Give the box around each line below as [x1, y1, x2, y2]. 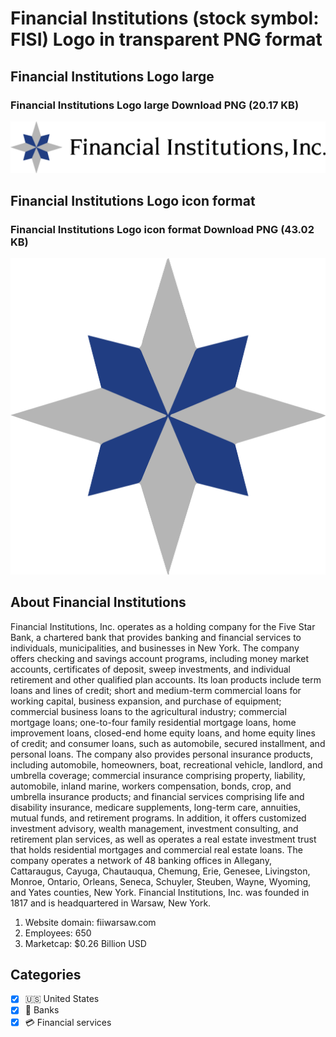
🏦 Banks [24, 1004, 60, 1016]
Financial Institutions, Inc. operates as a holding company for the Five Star [10, 620, 316, 632]
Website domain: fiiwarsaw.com [24, 916, 157, 928]
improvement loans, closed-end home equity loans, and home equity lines [10, 727, 316, 739]
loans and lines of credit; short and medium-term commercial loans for [10, 684, 302, 696]
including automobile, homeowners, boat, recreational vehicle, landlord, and [10, 758, 323, 771]
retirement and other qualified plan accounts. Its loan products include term [10, 673, 322, 686]
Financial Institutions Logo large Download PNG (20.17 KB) [10, 98, 300, 112]
